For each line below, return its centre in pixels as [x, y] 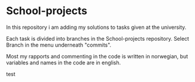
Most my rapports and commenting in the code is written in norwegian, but [97, 56]
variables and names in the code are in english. [64, 63]
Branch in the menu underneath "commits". [59, 45]
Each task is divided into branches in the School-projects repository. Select [97, 38]
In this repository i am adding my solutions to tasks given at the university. [96, 27]
